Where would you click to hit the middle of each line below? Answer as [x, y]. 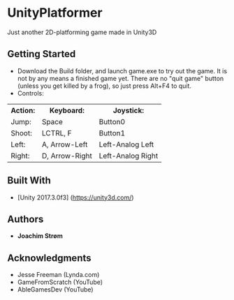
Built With [29, 180]
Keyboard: [67, 110]
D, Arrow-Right [67, 156]
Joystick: [129, 110]
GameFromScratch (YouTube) [60, 282]
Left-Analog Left [126, 144]
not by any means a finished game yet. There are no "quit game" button [120, 78]
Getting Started [42, 54]
